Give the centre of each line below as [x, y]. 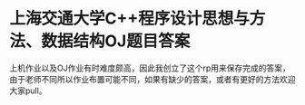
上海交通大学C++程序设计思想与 [129, 19]
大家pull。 [28, 91]
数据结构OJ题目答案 [116, 41]
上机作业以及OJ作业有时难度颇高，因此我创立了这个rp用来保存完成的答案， [150, 68]
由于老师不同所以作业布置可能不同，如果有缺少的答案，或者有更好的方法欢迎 [152, 79]
